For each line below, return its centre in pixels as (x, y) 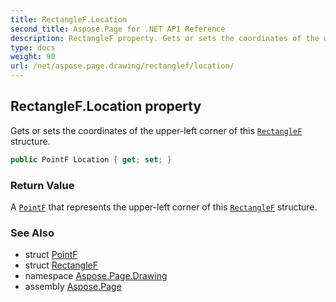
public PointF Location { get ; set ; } (91, 159)
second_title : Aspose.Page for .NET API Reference (118, 29)
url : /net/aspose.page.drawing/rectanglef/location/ (122, 66)
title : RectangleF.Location (69, 19)
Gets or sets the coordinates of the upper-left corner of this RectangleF (156, 130)
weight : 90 (33, 57)
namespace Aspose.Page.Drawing (96, 276)
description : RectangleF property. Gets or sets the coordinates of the (165, 38)
